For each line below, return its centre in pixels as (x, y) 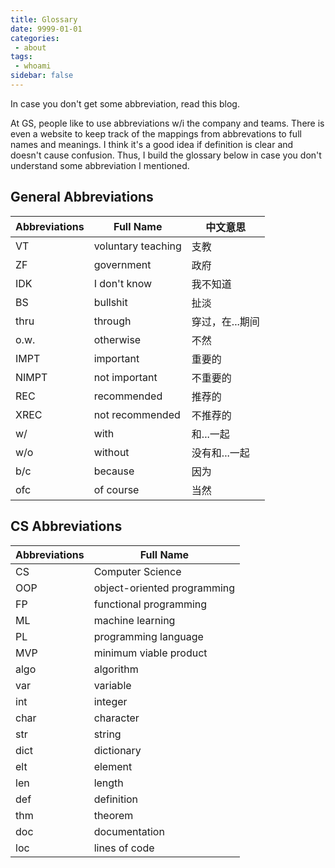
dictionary (117, 750)
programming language (148, 636)
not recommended (137, 414)
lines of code (124, 848)
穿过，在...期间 (225, 321)
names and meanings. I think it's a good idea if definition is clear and (152, 144)
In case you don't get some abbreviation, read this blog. (125, 103)
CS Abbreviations (66, 526)
